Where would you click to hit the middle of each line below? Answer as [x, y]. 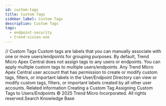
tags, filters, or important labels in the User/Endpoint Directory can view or [81, 77]
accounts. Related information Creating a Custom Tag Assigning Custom [79, 88]
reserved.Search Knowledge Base [40, 98]
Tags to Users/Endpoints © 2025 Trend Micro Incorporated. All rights [76, 93]
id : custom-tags [22, 10]
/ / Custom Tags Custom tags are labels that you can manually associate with [83, 51]
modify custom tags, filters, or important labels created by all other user [79, 82]
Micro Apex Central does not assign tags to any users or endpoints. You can [83, 62]
